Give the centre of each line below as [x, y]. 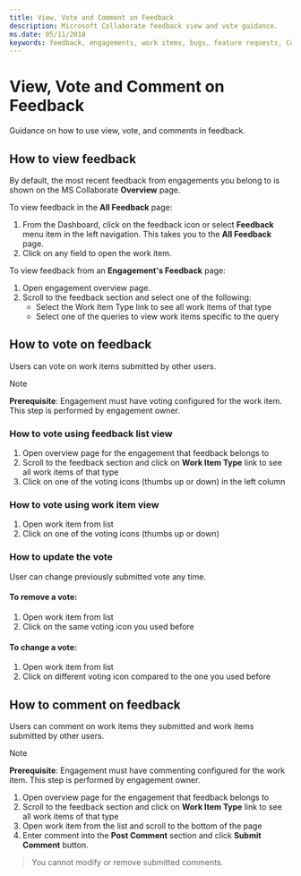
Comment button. [55, 845]
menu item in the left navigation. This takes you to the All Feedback [146, 234]
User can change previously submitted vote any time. [107, 576]
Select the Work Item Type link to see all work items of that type [154, 307]
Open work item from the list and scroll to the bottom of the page [142, 826]
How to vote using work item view [84, 505]
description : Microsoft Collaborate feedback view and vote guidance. [144, 26]
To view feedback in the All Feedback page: [91, 207]
